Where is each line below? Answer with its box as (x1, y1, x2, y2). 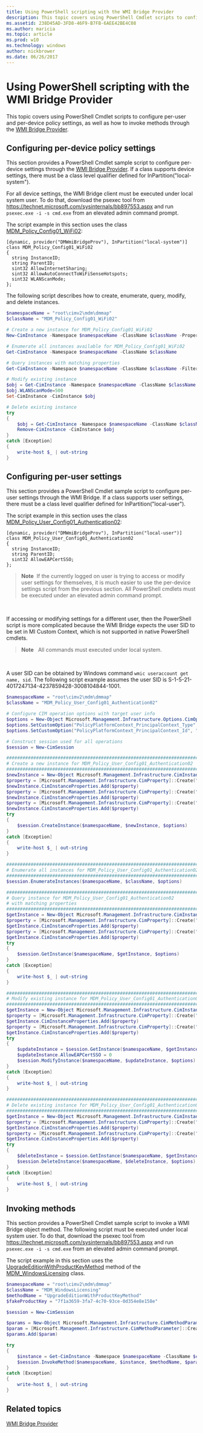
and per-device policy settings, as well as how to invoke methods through (6, 119, 190, 126)
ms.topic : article (6, 31, 53, 37)
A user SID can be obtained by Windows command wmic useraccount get (6, 669, 188, 677)
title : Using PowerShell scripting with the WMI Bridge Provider (6, 8, 174, 15)
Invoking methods (6, 1203, 76, 1214)
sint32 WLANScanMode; (11, 276, 66, 282)
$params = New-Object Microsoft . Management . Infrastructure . (6, 1320, 161, 1326)
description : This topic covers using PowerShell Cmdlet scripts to (6, 15, 182, 21)
